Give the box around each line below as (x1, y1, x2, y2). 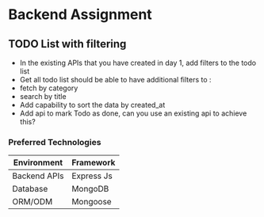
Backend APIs (12, 170, 64, 181)
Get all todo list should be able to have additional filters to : (19, 75, 212, 84)
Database (12, 184, 48, 195)
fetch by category (19, 83, 78, 93)
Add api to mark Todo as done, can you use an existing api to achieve (19, 108, 247, 118)
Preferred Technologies (8, 136, 101, 147)
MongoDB (71, 184, 109, 195)
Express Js (71, 170, 113, 181)
